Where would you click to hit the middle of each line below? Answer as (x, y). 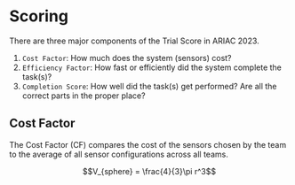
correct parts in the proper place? (84, 96)
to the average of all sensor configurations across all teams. (119, 154)
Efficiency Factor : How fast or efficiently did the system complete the (152, 67)
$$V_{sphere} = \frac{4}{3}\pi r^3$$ (149, 171)
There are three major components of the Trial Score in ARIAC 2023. (134, 41)
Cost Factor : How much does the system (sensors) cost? (127, 58)
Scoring (39, 16)
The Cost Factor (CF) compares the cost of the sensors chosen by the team (148, 144)
